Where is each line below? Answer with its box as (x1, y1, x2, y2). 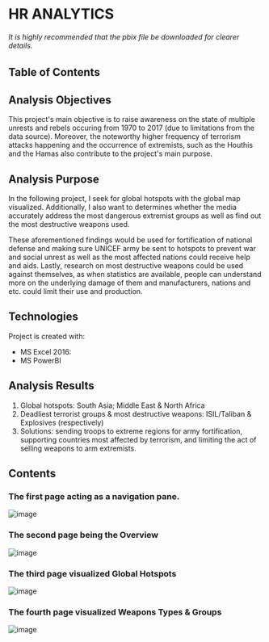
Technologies (8, 310, 79, 324)
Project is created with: (8, 331, 86, 341)
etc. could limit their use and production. (8, 287, 143, 296)
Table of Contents (8, 65, 101, 79)
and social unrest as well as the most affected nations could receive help (8, 252, 250, 262)
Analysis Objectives (8, 93, 111, 107)
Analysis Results (8, 379, 95, 392)
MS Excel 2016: (19, 346, 72, 356)
